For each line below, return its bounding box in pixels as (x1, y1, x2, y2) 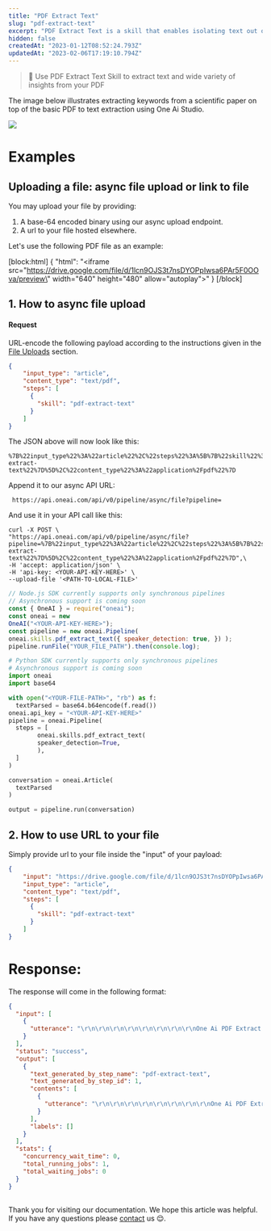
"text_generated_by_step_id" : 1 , (29, 1078, 143, 1086)
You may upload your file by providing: (8, 201, 137, 211)
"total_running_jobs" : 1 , (23, 1160, 110, 1168)
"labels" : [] (29, 1122, 74, 1131)
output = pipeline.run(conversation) (8, 805, 135, 814)
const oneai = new (8, 612, 70, 620)
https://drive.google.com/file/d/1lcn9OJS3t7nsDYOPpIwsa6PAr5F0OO (27, 266, 260, 275)
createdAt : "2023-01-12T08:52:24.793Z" (8, 42, 143, 50)
